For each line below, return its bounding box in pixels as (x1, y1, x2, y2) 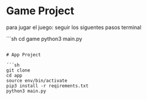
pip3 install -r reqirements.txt (6, 83, 89, 89)
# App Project (6, 51, 41, 57)
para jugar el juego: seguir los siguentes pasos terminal (6, 24, 142, 31)
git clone (6, 67, 31, 73)
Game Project (6, 4, 75, 18)
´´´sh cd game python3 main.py (6, 35, 82, 42)
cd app (6, 72, 23, 78)
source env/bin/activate (6, 78, 68, 83)
